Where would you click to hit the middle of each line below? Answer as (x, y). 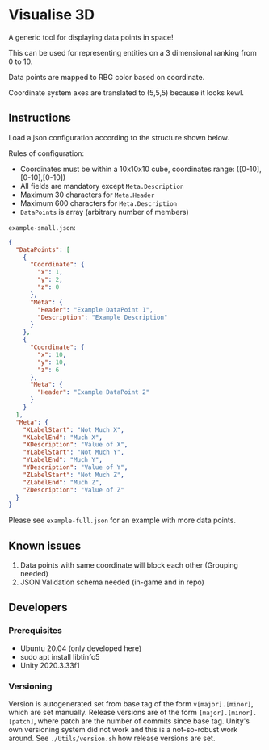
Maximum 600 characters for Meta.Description (99, 203)
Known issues (45, 545)
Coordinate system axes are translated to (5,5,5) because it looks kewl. (126, 92)
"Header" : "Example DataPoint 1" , (95, 310)
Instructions (40, 118)
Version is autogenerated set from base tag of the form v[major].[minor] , (131, 704)
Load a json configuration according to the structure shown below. (119, 137)
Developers (38, 608)
